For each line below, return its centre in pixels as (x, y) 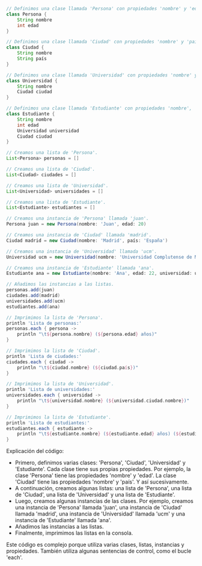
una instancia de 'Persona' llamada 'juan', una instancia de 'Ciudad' (98, 508)
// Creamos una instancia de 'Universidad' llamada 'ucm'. (82, 251)
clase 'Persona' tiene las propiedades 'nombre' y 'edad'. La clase (96, 476)
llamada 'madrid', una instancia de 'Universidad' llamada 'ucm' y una (100, 514)
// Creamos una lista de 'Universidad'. (58, 186)
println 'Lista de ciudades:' (44, 356)
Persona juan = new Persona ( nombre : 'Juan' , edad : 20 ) (76, 224)
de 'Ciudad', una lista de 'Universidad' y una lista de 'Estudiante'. (95, 495)
